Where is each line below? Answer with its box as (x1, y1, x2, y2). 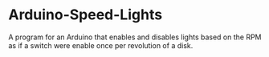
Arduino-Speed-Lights (8, 6, 163, 24)
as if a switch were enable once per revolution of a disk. (8, 40, 194, 50)
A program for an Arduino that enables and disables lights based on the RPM (8, 32, 263, 42)
